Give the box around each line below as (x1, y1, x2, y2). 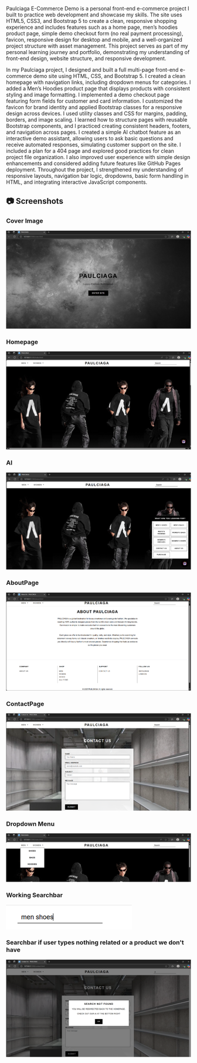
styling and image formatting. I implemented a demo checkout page (6, 91, 170, 98)
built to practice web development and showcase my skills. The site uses (6, 11, 183, 18)
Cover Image (6, 217, 43, 225)
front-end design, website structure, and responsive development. (6, 55, 167, 62)
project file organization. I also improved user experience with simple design (6, 154, 191, 160)
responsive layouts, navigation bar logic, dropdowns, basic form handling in (6, 173, 189, 179)
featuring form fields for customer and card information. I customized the (6, 97, 183, 105)
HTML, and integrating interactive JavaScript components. (6, 179, 148, 186)
